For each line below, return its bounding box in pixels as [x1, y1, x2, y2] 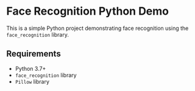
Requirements [6, 49, 61, 59]
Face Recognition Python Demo [6, 4, 169, 18]
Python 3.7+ [15, 65, 46, 72]
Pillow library [15, 78, 50, 85]
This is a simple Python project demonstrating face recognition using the [6, 24, 189, 32]
